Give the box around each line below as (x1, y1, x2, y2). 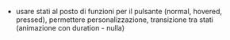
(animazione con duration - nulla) (15, 24, 125, 32)
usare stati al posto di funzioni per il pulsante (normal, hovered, (15, 7, 223, 16)
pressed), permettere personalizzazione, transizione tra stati (15, 15, 214, 24)
